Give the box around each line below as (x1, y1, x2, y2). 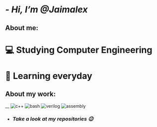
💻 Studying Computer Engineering (5, 44, 153, 55)
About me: (5, 24, 39, 32)
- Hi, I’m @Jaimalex (5, 4, 88, 15)
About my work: (5, 90, 56, 98)
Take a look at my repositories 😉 (12, 115, 93, 122)
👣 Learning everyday (5, 70, 93, 82)
